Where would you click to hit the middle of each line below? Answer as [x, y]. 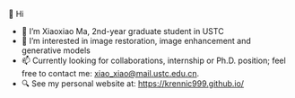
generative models [56, 50]
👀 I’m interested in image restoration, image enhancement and [136, 41]
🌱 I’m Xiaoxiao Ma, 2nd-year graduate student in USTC [123, 31]
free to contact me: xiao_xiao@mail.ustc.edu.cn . [110, 73]
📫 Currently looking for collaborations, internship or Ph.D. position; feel [153, 60]
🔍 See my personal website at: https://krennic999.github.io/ [132, 84]
